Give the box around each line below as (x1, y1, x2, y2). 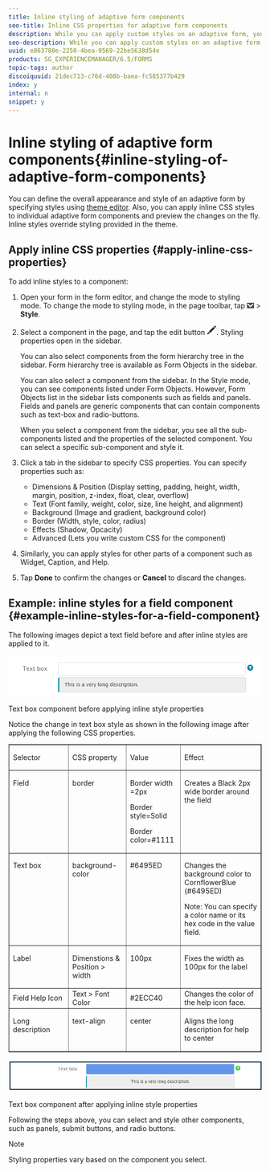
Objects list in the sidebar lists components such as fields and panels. (19, 393, 252, 402)
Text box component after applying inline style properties (8, 1100, 198, 1109)
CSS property (72, 752, 118, 762)
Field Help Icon (13, 993, 63, 1003)
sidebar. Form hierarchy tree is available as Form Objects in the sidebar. (19, 360, 258, 370)
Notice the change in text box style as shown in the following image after (8, 720, 249, 729)
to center (184, 1033, 215, 1043)
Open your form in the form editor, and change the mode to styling (19, 292, 241, 302)
